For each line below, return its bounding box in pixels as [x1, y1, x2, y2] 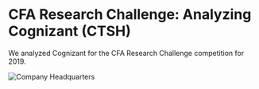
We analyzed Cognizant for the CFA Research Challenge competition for [8, 48, 245, 57]
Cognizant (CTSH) [8, 22, 131, 40]
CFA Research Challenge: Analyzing [8, 6, 252, 24]
